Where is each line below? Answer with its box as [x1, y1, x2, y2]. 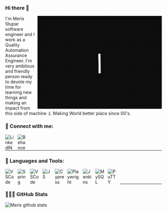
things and [5, 95, 27, 101]
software [5, 26, 23, 32]
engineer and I [5, 32, 35, 38]
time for [5, 84, 21, 90]
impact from [5, 105, 30, 111]
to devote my [5, 79, 32, 85]
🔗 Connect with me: [5, 123, 54, 130]
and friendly [5, 68, 30, 74]
